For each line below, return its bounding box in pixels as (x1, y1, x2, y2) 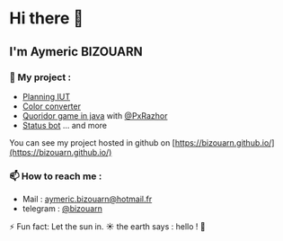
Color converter (22, 101, 81, 112)
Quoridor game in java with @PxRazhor (22, 110, 168, 120)
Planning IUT (22, 91, 70, 102)
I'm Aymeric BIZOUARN (9, 44, 144, 59)
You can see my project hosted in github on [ (9, 137, 175, 147)
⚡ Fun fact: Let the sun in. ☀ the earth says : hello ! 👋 (9, 221, 206, 232)
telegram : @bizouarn (22, 203, 103, 214)
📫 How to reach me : (9, 170, 102, 183)
